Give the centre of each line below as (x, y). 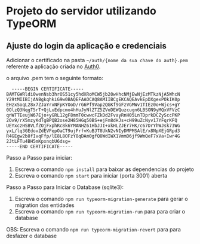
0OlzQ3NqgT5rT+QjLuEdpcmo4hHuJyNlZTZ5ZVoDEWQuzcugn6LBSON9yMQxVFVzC (93, 110)
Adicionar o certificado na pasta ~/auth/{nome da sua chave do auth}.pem (97, 60)
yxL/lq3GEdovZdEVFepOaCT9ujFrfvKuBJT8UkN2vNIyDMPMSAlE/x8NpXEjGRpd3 (93, 131)
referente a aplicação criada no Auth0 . (53, 66)
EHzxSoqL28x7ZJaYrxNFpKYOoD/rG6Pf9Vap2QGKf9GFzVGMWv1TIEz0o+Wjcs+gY (93, 105)
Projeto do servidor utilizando (81, 11)
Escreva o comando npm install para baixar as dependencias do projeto (104, 169)
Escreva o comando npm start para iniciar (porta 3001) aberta (91, 176)
